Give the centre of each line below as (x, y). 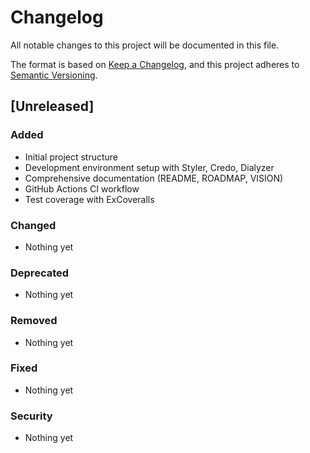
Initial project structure (71, 157)
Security (31, 416)
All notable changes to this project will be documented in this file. (145, 45)
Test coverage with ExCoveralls (89, 199)
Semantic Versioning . (54, 75)
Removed (34, 321)
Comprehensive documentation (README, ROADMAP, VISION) (154, 178)
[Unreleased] (52, 106)
